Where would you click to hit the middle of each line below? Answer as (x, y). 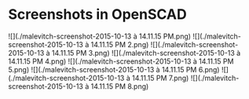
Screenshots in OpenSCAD (97, 15)
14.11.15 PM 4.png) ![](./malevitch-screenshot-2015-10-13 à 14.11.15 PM (121, 61)
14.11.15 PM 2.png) (120, 44)
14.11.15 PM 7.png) (161, 78)
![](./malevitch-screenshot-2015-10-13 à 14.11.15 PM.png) (99, 36)
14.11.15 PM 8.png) (120, 86)
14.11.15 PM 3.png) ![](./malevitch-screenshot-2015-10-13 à (146, 53)
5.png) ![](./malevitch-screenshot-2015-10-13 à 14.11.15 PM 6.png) (114, 69)
